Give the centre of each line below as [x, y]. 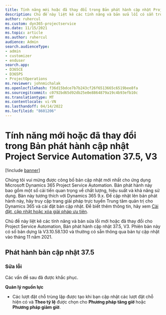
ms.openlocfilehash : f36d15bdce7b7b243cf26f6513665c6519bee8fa [72, 88]
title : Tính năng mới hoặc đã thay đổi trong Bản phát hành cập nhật [78, 10]
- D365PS [14, 74]
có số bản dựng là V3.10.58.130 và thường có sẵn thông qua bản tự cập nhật [82, 231]
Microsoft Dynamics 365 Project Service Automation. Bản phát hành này [79, 185]
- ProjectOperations [26, 79]
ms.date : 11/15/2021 [26, 28]
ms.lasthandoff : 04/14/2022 [34, 106]
